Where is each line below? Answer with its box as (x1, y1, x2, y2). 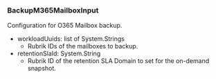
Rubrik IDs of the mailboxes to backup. (27, 42, 138, 51)
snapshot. (27, 64, 57, 73)
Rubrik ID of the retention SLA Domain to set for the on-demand (27, 57, 210, 65)
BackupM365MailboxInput (7, 6, 99, 15)
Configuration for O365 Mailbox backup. (7, 21, 123, 30)
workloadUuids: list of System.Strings (17, 35, 125, 43)
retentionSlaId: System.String (17, 49, 101, 58)
